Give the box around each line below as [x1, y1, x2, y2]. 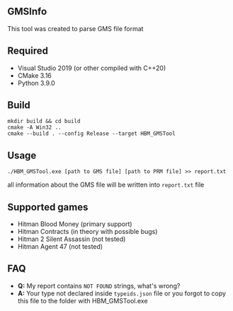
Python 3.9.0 [17, 78, 55, 87]
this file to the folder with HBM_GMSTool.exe [17, 296, 148, 305]
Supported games [7, 201, 89, 213]
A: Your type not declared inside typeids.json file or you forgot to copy [17, 289, 227, 298]
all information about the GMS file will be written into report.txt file [7, 180, 205, 189]
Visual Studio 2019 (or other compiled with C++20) [17, 64, 166, 72]
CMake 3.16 [17, 71, 52, 80]
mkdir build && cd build [7, 118, 81, 125]
